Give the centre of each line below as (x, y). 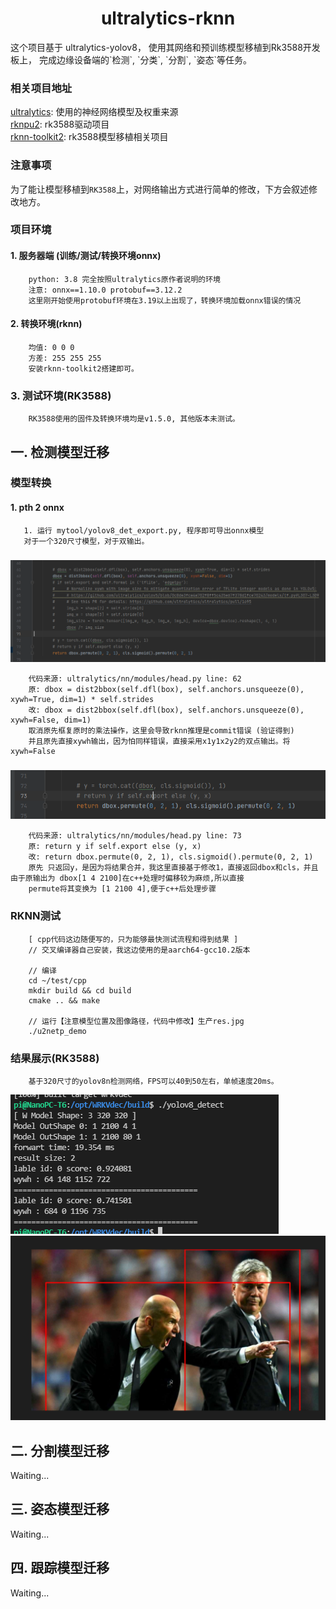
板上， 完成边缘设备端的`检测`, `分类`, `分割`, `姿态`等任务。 (131, 59)
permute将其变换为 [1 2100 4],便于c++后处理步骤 (122, 889)
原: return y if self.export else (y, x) (115, 847)
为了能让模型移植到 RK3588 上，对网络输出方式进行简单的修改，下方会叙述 (159, 189)
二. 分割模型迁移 (60, 1450)
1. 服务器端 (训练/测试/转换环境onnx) (86, 256)
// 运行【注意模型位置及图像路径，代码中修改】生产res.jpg (136, 1021)
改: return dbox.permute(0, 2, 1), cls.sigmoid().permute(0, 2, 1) (171, 857)
